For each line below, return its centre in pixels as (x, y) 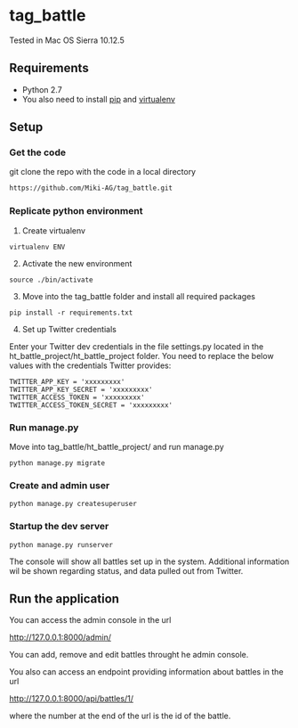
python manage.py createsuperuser (73, 504)
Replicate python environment (76, 211)
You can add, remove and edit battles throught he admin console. (129, 655)
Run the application (64, 598)
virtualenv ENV (37, 247)
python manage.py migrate (57, 463)
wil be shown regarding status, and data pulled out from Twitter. (126, 570)
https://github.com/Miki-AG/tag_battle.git (91, 188)
